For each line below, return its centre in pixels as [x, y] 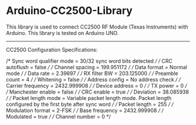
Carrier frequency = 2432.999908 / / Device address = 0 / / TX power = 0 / [97, 85]
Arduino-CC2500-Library [69, 11]
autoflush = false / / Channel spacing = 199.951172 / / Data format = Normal [97, 67]
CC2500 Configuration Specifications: [52, 49]
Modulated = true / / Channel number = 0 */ [58, 116]
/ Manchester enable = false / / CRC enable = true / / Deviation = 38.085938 [98, 92]
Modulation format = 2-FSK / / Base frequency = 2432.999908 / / [85, 110]
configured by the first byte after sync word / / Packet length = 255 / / [90, 104]
